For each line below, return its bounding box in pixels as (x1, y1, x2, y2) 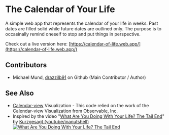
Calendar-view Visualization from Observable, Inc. (12, 108, 118, 114)
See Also (5, 89, 34, 98)
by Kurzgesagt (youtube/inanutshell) (12, 118, 89, 124)
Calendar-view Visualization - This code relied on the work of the (12, 102, 149, 108)
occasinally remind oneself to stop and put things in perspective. (5, 31, 141, 37)
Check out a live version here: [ (5, 40, 71, 47)
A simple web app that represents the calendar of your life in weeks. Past (5, 20, 158, 26)
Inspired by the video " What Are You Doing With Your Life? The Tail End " (12, 113, 165, 119)
